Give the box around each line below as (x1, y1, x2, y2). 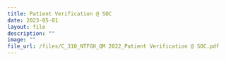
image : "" (7, 36, 37, 43)
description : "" (7, 29, 55, 37)
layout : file (7, 23, 46, 30)
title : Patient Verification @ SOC (7, 10, 112, 18)
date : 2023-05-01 (7, 17, 59, 24)
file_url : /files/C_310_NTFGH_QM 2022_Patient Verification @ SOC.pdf (7, 43, 220, 50)
